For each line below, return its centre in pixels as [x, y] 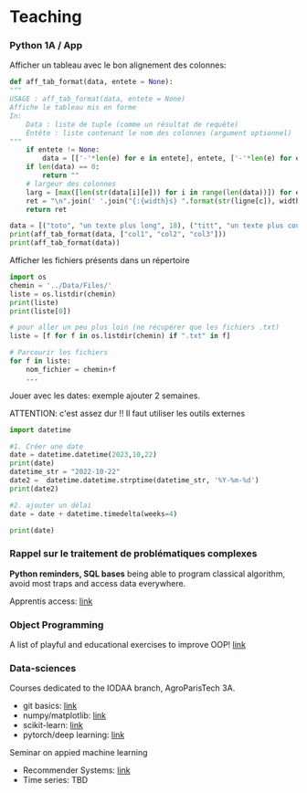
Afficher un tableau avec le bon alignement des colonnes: [118, 65]
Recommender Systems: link [76, 770]
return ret [47, 209]
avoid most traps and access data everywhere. [98, 583]
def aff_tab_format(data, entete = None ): [91, 82]
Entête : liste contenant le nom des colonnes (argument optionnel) [159, 133]
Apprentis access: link [51, 601]
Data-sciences [43, 668]
